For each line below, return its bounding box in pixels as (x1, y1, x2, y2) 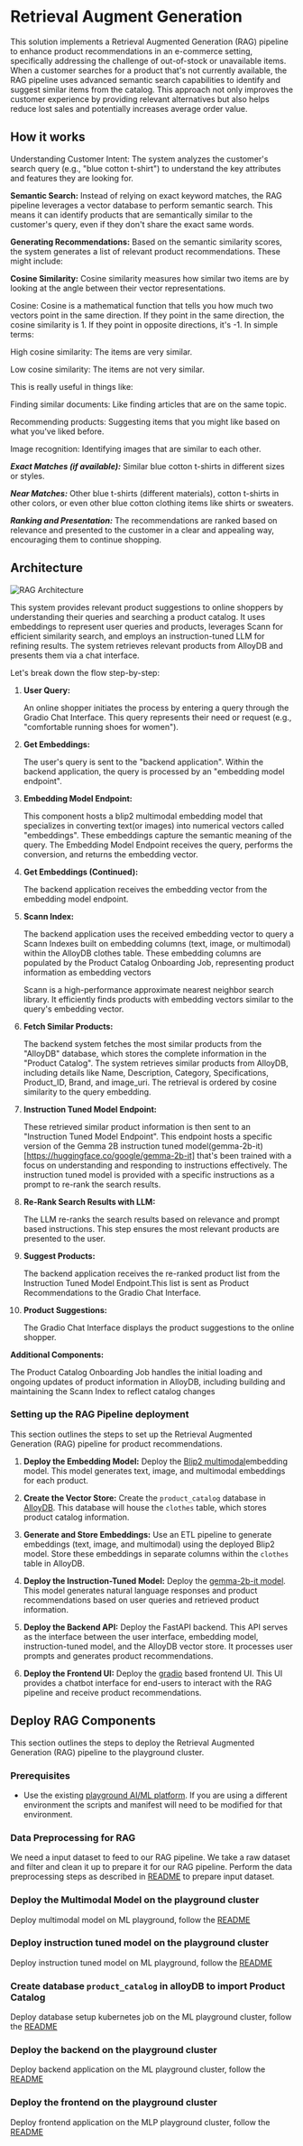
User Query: (23, 684, 71, 696)
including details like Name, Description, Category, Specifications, (23, 1067, 270, 1078)
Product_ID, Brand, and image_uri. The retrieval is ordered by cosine (23, 1077, 278, 1087)
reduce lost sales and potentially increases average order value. (10, 103, 248, 114)
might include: (10, 255, 64, 266)
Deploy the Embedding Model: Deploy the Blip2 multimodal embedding (23, 1456, 288, 1466)
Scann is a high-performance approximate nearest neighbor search (23, 984, 274, 994)
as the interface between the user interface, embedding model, (23, 1631, 259, 1642)
